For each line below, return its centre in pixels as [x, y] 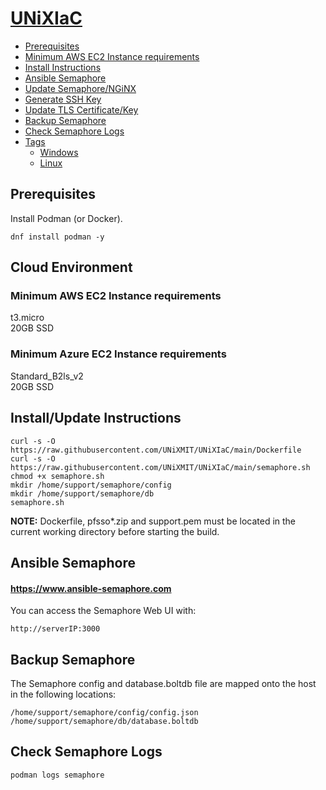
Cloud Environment [71, 267]
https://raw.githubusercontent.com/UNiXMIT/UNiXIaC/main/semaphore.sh [160, 467]
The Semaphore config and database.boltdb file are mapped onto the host [163, 683]
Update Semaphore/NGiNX [80, 88]
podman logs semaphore [57, 775]
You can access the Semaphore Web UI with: [103, 611]
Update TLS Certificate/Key [81, 109]
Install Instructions [63, 67]
